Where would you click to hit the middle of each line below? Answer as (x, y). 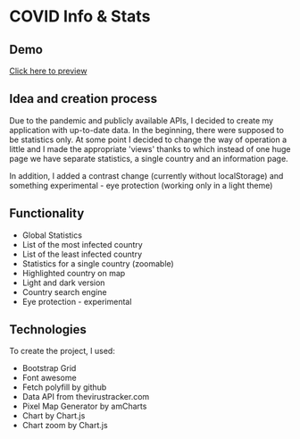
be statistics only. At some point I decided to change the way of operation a (148, 139)
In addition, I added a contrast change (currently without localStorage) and (146, 175)
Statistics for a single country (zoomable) (98, 263)
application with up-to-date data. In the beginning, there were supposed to (146, 130)
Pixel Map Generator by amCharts (84, 406)
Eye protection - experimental (77, 301)
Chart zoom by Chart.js (65, 426)
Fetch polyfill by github (64, 387)
